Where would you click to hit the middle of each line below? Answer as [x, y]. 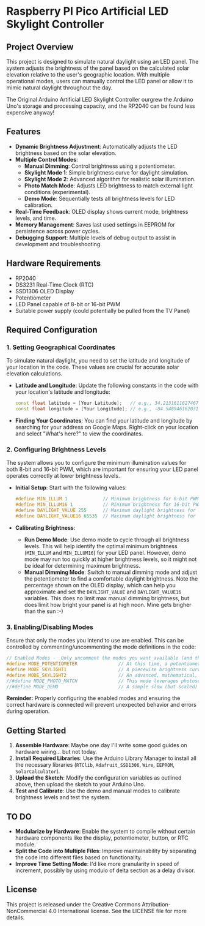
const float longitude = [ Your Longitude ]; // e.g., [84, 409]
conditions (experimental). [57, 192]
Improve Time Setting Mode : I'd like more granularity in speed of [97, 864]
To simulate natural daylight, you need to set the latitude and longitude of [98, 361]
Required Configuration [52, 330]
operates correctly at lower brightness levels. [63, 476]
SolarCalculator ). [38, 771]
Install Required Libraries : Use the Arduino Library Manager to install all [106, 758]
